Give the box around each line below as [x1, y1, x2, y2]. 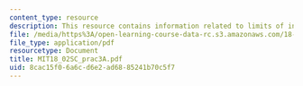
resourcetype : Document [9, 47, 99, 56]
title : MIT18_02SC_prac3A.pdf [9, 55, 124, 64]
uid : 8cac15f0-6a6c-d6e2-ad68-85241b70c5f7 [9, 64, 176, 73]
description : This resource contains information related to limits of [9, 21, 284, 30]
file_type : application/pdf [9, 38, 115, 47]
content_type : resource [9, 13, 99, 22]
